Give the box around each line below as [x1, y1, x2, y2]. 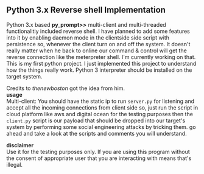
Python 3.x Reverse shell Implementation [6, 5, 166, 15]
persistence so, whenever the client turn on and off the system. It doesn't [6, 40, 191, 47]
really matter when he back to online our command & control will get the [6, 47, 187, 54]
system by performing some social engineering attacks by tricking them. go [6, 123, 196, 130]
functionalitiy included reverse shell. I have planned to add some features [6, 27, 190, 35]
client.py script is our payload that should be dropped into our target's [6, 117, 186, 124]
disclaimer [6, 141, 34, 148]
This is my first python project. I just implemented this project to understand [6, 60, 197, 67]
